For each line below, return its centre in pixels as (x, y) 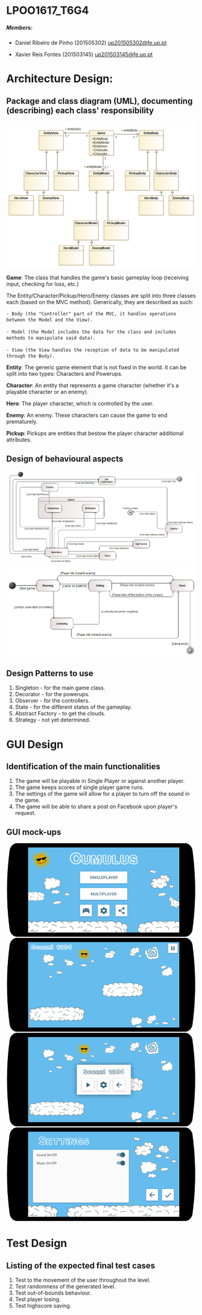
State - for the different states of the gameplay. (74, 707)
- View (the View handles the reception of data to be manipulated (93, 350)
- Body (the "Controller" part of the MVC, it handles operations (91, 314)
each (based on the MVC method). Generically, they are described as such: (100, 302)
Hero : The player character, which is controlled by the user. (80, 404)
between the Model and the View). (50, 320)
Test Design (37, 1244)
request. (25, 813)
